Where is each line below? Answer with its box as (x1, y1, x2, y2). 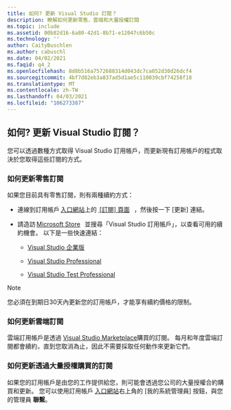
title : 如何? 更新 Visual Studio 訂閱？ (7, 10, 118, 17)
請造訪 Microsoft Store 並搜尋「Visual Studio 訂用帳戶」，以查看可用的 (16, 219, 217, 228)
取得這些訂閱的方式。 (25, 155, 86, 163)
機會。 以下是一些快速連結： (23, 228, 104, 237)
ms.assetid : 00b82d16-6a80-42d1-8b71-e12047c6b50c (7, 29, 155, 36)
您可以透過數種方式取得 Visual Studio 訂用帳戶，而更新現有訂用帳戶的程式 (7, 146, 217, 155)
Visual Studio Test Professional (27, 270, 115, 279)
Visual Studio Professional (27, 257, 102, 265)
